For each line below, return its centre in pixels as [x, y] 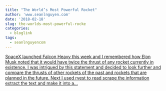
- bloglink [21, 33]
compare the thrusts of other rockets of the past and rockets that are [76, 72]
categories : [17, 28]
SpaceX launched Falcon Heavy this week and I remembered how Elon [78, 56]
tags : [11, 38]
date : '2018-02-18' [25, 19]
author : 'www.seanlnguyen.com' [38, 14]
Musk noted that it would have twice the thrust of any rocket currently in [79, 62]
